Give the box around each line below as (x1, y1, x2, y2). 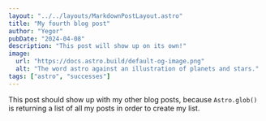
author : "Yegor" (8, 27, 63, 35)
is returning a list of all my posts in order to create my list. (8, 103, 200, 113)
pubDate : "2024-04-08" (8, 34, 85, 43)
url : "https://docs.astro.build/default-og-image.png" (15, 58, 205, 66)
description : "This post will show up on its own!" (8, 42, 187, 50)
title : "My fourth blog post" (8, 19, 111, 28)
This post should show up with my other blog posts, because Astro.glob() (8, 94, 258, 104)
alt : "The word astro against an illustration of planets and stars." (15, 65, 260, 73)
